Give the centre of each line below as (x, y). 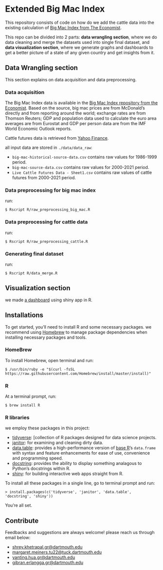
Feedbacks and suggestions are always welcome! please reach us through (80, 533)
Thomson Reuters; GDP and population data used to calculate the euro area (81, 118)
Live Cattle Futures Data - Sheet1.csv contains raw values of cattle (82, 173)
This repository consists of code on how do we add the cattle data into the (80, 22)
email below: (18, 538)
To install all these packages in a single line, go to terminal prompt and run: (80, 483)
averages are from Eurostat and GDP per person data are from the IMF (76, 124)
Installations (24, 315)
